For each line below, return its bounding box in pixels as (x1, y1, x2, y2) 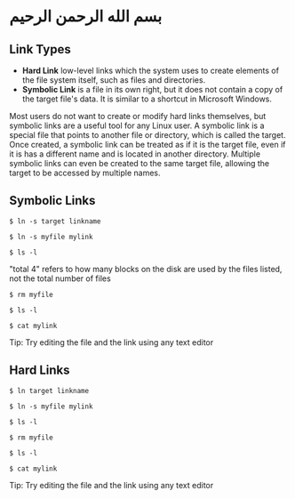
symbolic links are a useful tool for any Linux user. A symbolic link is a (9, 120, 265, 131)
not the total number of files (9, 273, 111, 284)
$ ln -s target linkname (9, 216, 101, 226)
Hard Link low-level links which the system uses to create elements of (21, 65, 280, 76)
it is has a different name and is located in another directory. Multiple (9, 149, 260, 159)
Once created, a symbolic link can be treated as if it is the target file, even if (9, 140, 286, 149)
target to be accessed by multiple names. (9, 167, 161, 178)
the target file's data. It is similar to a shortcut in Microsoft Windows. (21, 93, 273, 104)
